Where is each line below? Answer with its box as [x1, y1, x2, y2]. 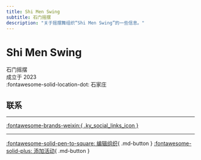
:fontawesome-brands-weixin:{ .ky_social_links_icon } [6, 122, 139, 129]
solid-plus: [6, 147, 33, 155]
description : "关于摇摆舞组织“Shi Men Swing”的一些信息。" [6, 20, 145, 26]
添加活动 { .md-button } [33, 147, 90, 155]
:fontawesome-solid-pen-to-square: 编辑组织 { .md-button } [6, 140, 153, 147]
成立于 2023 [6, 73, 37, 81]
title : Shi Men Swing [6, 8, 60, 15]
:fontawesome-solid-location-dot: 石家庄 [6, 81, 106, 88]
